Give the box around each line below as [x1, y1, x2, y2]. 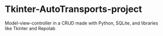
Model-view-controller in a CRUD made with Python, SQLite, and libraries [5, 20, 158, 26]
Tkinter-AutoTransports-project [5, 3, 143, 15]
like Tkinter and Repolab [5, 25, 55, 31]
